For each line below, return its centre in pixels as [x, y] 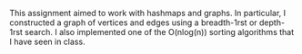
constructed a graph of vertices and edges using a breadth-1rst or [133, 22]
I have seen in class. [47, 41]
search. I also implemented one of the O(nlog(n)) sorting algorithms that [159, 32]
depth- [272, 22]
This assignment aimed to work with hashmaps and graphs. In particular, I [148, 13]
